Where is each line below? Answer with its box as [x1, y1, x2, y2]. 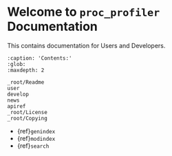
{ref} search [17, 142, 50, 150]
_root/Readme [7, 78, 45, 86]
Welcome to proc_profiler [7, 4, 160, 20]
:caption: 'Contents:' [7, 54, 72, 62]
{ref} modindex [17, 134, 56, 142]
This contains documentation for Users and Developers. [7, 41, 166, 49]
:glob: [7, 60, 26, 67]
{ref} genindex [17, 126, 56, 135]
